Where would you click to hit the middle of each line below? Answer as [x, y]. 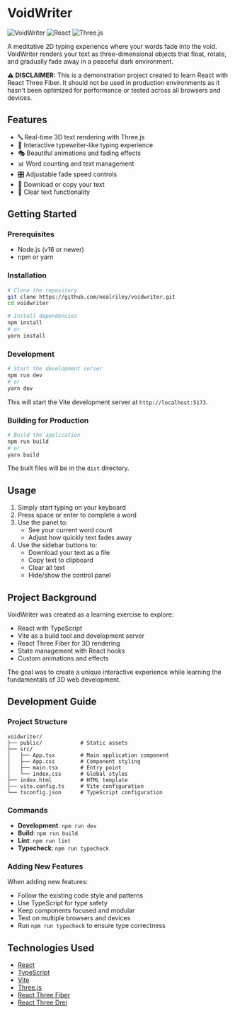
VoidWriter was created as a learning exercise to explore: [91, 614]
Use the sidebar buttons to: [57, 545]
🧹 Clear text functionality [54, 192]
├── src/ [20, 749]
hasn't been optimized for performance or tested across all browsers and [114, 90]
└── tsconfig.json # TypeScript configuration [85, 792]
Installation [27, 275]
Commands [28, 810]
